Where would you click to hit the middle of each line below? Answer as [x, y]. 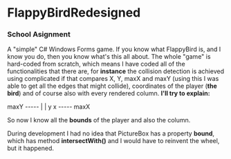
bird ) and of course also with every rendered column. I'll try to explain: [109, 93]
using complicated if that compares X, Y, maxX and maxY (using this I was [113, 79]
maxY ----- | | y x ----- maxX [49, 107]
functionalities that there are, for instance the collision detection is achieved [116, 71]
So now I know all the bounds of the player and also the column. [99, 120]
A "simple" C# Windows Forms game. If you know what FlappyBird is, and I [114, 49]
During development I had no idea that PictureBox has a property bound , [111, 133]
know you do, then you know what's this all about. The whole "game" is [109, 57]
